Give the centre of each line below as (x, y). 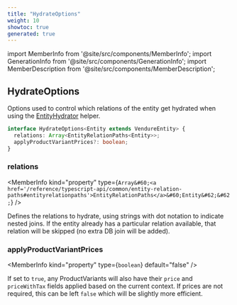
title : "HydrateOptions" (44, 14)
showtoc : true (28, 27)
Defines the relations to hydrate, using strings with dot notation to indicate (116, 216)
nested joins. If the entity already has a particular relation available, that (112, 223)
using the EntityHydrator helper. (54, 116)
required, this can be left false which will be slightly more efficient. (105, 294)
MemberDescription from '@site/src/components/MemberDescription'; (111, 69)
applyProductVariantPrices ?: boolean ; (71, 142)
